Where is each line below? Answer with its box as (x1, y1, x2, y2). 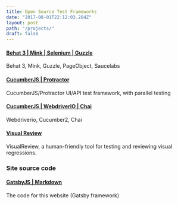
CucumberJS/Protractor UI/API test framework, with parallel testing (6, 89, 171, 96)
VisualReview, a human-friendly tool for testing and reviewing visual (6, 143, 173, 150)
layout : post (6, 20, 39, 26)
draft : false (6, 31, 39, 37)
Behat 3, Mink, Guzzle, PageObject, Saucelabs (6, 62, 120, 70)
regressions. (6, 149, 37, 156)
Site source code (6, 164, 57, 172)
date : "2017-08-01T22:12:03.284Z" (6, 14, 92, 20)
